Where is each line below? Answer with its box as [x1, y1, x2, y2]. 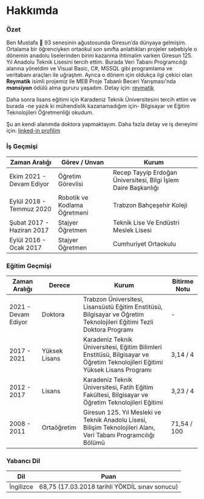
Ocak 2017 [9, 243, 42, 252]
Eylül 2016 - [9, 236, 47, 244]
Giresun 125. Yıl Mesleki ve [83, 408, 161, 416]
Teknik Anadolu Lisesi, [83, 416, 147, 424]
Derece [49, 281, 70, 290]
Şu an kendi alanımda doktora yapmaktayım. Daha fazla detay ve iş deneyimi [6, 121, 198, 128]
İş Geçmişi [6, 142, 38, 151]
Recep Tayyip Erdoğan [113, 168, 177, 177]
